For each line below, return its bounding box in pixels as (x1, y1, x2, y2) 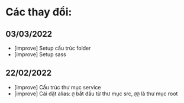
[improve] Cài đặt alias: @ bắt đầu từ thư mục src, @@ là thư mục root (14, 90, 178, 97)
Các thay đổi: (5, 5, 72, 19)
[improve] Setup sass (14, 51, 66, 58)
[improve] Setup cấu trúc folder (14, 44, 91, 51)
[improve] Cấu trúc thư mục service (14, 83, 101, 91)
